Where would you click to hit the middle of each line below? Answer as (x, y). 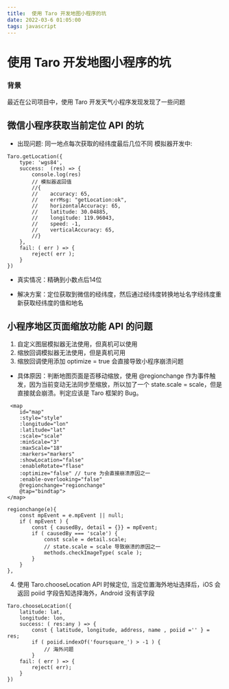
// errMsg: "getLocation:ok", (80, 200)
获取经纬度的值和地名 (53, 302)
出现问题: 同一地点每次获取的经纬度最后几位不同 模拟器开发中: (105, 143)
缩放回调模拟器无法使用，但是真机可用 (71, 353)
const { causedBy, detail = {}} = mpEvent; (95, 528)
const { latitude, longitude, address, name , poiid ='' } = (121, 630)
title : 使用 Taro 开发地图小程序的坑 (57, 13)
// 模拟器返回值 (52, 182)
